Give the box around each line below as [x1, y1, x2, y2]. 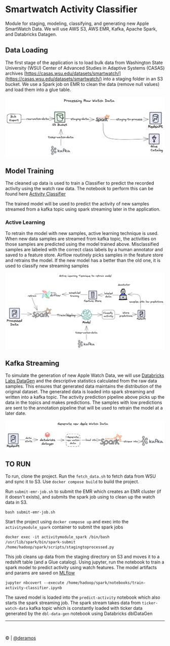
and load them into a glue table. [5, 86, 71, 93]
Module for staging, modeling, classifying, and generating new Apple [5, 20, 149, 26]
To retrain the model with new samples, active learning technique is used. [5, 230, 159, 237]
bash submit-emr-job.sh [5, 510, 56, 515]
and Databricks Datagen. [5, 31, 57, 37]
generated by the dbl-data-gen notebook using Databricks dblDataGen [5, 610, 153, 616]
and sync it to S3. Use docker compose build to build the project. [5, 479, 140, 485]
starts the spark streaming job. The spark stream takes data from [5, 600, 141, 606]
